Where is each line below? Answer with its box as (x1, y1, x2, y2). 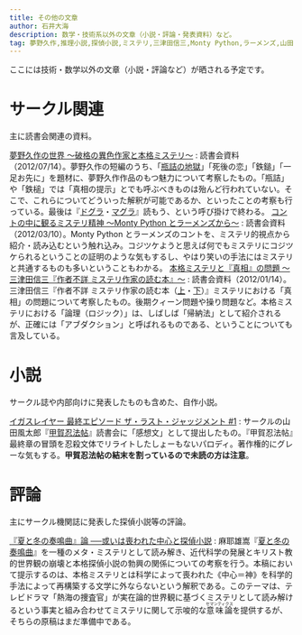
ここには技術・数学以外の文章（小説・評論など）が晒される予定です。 (9, 64, 270, 75)
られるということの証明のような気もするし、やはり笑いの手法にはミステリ (16, 252, 294, 262)
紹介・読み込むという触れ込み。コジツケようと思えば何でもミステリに (9, 240, 270, 251)
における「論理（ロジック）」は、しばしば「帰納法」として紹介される (24, 308, 282, 318)
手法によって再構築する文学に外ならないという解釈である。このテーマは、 (9, 581, 286, 592)
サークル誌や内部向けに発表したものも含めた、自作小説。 (9, 397, 223, 408)
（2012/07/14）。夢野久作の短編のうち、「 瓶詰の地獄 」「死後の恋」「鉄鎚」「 (9, 161, 284, 172)
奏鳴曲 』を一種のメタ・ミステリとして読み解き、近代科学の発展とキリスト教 (9, 547, 293, 557)
